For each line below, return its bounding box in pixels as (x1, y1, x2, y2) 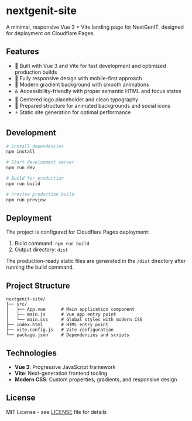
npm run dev (6, 165, 35, 171)
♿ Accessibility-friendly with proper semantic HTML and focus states (14, 87, 181, 94)
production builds (14, 69, 57, 76)
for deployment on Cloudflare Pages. (6, 29, 95, 36)
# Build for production (6, 176, 64, 182)
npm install (6, 149, 35, 155)
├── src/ (6, 302, 28, 307)
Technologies (6, 348, 57, 358)
